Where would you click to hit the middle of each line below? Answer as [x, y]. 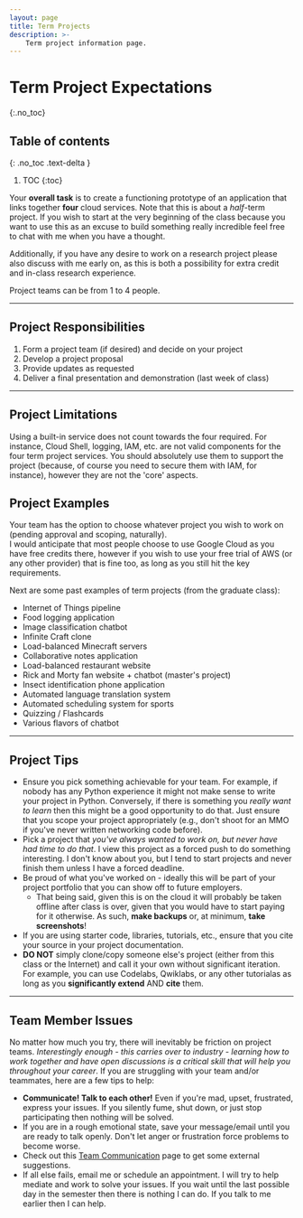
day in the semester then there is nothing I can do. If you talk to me [147, 1195]
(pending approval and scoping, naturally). [88, 535]
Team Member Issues [71, 1021]
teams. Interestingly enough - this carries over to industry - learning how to [150, 1052]
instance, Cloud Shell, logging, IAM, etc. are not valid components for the [145, 446]
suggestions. [46, 1166]
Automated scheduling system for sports [98, 704]
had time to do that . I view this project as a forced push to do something [156, 849]
